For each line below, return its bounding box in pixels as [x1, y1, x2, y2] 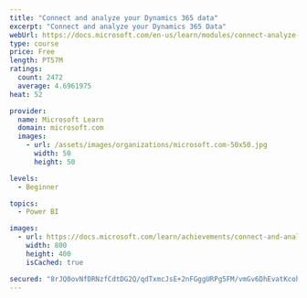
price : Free [9, 48, 55, 57]
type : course [9, 38, 59, 48]
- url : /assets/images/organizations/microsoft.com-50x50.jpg [26, 141, 268, 150]
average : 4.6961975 [17, 81, 92, 90]
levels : [9, 174, 39, 183]
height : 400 [26, 249, 71, 259]
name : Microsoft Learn [17, 115, 104, 124]
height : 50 [33, 157, 76, 166]
